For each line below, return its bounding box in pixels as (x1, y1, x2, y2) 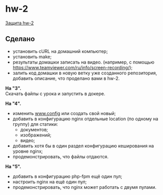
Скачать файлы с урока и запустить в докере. (5, 90, 105, 97)
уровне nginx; (12, 148, 43, 154)
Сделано (5, 35, 35, 43)
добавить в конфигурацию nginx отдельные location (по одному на (12, 116, 159, 122)
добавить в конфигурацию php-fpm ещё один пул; (12, 173, 122, 179)
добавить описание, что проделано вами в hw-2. (12, 75, 120, 81)
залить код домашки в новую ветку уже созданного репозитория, (12, 70, 157, 76)
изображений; (20, 132, 52, 138)
